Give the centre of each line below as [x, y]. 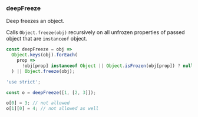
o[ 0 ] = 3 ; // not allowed [38, 103]
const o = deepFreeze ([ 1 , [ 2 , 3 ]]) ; [51, 92]
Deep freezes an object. [35, 21]
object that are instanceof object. [47, 39]
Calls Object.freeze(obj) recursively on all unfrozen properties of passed [95, 32]
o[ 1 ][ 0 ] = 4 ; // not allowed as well [52, 109]
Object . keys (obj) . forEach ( [44, 55]
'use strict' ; [24, 82]
